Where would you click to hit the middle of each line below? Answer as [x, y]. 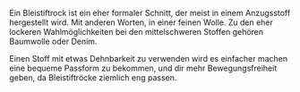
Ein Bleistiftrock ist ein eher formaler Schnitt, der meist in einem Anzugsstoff [150, 13]
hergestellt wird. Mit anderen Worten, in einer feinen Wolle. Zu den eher [141, 22]
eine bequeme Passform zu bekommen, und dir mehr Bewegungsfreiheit [143, 68]
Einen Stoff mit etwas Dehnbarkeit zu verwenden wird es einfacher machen [149, 59]
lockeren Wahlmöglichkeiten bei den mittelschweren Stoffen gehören [137, 32]
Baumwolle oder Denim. [53, 41]
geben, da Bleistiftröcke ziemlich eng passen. [93, 78]
